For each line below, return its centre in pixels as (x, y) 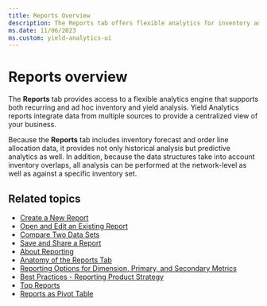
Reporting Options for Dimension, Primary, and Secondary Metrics (128, 268)
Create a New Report (54, 218)
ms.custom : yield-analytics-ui (60, 38)
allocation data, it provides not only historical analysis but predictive (119, 149)
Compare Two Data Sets (60, 234)
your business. (33, 125)
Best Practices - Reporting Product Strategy (92, 277)
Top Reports (40, 285)
